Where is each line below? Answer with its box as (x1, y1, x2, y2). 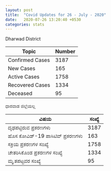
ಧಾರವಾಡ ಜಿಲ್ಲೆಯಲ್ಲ (5, 103, 36, 109)
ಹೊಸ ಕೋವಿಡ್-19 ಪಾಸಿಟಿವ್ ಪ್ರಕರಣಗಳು (8, 133, 83, 140)
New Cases (8, 65, 36, 72)
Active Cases (8, 73, 40, 80)
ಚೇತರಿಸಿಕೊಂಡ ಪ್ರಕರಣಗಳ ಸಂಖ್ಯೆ (8, 149, 63, 156)
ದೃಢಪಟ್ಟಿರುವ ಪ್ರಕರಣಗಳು (8, 124, 51, 131)
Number (55, 48, 76, 55)
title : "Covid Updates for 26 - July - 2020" (5, 12, 106, 17)
